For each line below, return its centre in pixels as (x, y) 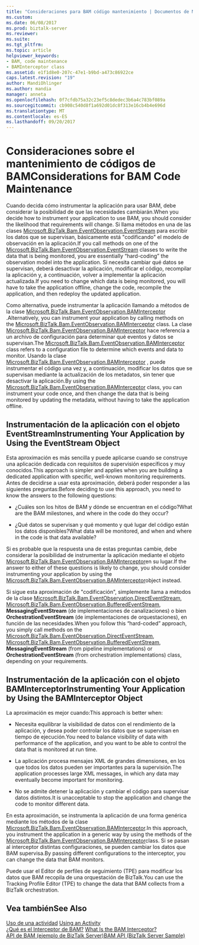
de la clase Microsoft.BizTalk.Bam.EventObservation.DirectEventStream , (94, 598)
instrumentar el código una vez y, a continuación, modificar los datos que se (99, 368)
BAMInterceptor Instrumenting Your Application (96, 689)
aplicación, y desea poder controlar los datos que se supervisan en (97, 730)
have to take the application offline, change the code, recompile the (89, 288)
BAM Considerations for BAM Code (93, 176)
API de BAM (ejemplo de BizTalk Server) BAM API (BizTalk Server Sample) (96, 936)
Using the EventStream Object (63, 443)
